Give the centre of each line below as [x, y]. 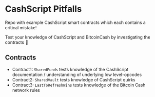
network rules [26, 90]
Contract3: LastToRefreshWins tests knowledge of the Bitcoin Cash [79, 85]
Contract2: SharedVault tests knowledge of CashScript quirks [74, 79]
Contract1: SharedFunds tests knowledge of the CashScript [70, 69]
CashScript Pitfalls [43, 9]
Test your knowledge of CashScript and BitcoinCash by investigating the [78, 37]
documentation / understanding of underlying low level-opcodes [77, 75]
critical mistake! [21, 27]
